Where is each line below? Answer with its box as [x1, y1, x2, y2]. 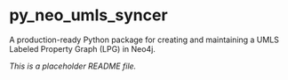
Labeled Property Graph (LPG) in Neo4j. [9, 43, 156, 54]
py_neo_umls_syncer [9, 5, 168, 25]
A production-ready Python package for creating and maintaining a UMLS [9, 34, 280, 45]
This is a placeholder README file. [9, 61, 137, 71]
